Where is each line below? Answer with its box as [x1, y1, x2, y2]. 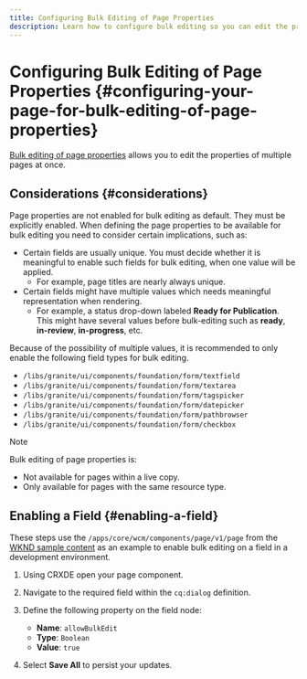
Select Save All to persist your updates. [22, 660, 173, 671]
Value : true [36, 642, 80, 653]
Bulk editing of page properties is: [9, 454, 137, 465]
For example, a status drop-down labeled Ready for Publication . [36, 305, 281, 316]
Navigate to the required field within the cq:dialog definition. [22, 587, 251, 599]
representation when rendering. [22, 296, 143, 307]
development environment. [9, 552, 111, 563]
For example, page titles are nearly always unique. [36, 276, 227, 288]
